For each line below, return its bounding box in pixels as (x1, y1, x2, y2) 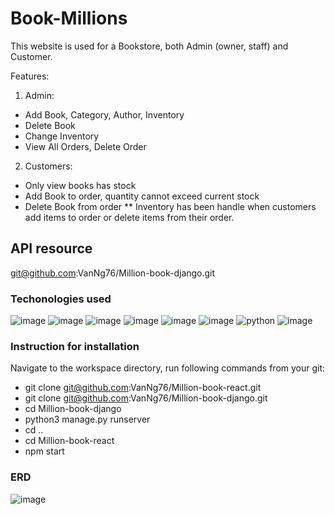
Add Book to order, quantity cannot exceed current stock (24, 190, 260, 202)
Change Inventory (24, 130, 100, 142)
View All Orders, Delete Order (24, 140, 147, 152)
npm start (24, 445, 65, 457)
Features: (10, 70, 50, 82)
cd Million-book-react (24, 435, 115, 447)
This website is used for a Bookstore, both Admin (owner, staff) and (10, 40, 289, 52)
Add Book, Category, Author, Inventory (24, 108, 185, 121)
